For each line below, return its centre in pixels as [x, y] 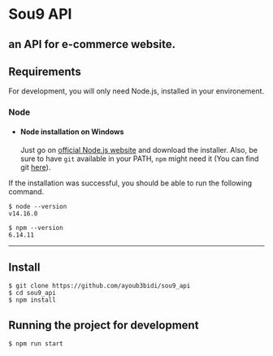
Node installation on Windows [72, 132]
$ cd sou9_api [32, 293]
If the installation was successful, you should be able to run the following [130, 183]
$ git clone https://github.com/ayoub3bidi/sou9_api [100, 286]
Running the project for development [104, 325]
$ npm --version [36, 228]
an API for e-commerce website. [92, 44]
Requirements [45, 71]
